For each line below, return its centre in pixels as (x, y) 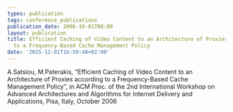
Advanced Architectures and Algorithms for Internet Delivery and (100, 93)
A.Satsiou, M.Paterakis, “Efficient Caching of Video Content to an (100, 72)
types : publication (35, 13)
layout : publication (37, 33)
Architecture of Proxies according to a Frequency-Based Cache (98, 79)
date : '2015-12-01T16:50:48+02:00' (59, 53)
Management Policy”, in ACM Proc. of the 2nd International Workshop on (111, 86)
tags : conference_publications (52, 20)
